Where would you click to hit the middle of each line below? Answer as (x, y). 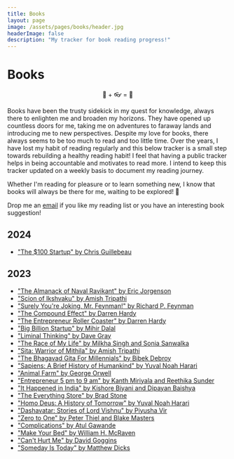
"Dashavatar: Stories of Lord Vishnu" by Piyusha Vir (92, 410)
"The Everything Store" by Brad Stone (72, 395)
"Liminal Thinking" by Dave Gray (64, 335)
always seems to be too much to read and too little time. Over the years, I (113, 141)
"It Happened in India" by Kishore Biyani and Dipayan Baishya (106, 388)
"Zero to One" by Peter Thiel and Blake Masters (86, 418)
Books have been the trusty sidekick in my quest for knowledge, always (111, 111)
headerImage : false (36, 33)
